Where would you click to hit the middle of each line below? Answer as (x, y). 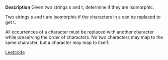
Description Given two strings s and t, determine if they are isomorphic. (80, 7)
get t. (11, 22)
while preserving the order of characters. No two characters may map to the (84, 37)
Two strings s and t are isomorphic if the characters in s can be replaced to (83, 17)
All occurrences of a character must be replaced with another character (80, 32)
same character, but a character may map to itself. (57, 42)
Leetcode (15, 52)
